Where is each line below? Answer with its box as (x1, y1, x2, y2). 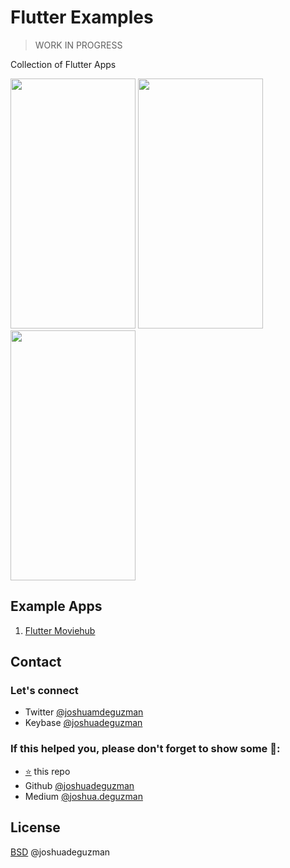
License (10, 819, 61, 836)
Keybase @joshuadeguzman (24, 717, 143, 729)
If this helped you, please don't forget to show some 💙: (10, 742, 281, 756)
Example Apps (10, 598, 103, 615)
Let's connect (10, 684, 79, 698)
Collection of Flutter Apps (10, 58, 117, 70)
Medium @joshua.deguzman (24, 790, 143, 802)
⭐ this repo (24, 765, 71, 777)
